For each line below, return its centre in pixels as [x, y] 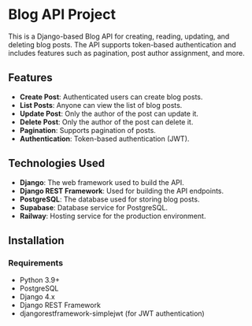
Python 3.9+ [40, 280]
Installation [36, 241]
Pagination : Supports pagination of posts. [87, 130]
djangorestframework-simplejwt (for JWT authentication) [112, 313]
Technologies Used [56, 163]
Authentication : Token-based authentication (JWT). [104, 139]
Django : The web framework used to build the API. [102, 182]
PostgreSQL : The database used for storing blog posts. [109, 199]
